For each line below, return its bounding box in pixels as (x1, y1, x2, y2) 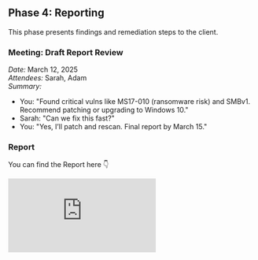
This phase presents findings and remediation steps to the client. (8, 27, 219, 36)
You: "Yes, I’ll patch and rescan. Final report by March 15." (19, 122, 208, 132)
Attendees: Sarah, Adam (8, 73, 87, 83)
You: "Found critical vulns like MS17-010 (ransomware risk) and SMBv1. (19, 97, 250, 106)
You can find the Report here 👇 (8, 160, 109, 169)
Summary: (8, 82, 42, 91)
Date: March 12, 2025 (8, 65, 79, 74)
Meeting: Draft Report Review (8, 46, 123, 58)
